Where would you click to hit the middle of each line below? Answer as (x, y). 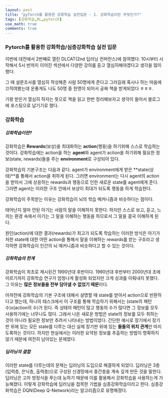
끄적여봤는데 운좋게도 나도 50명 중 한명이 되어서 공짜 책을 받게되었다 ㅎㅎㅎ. (79, 89)
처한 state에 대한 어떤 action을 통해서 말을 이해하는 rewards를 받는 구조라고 (80, 240)
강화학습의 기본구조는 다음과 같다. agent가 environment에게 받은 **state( (77, 170)
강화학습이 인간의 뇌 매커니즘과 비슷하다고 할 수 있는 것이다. (76, 246)
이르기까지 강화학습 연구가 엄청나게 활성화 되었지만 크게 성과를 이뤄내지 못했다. (82, 278)
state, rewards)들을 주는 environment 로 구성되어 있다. (65, 159)
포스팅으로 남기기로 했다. (35, 106)
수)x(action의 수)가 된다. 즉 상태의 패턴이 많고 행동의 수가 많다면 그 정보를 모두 (82, 308)
